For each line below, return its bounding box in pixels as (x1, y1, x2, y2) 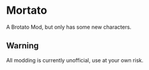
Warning (6, 41, 39, 51)
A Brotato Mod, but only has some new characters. (6, 23, 132, 31)
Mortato (6, 4, 48, 17)
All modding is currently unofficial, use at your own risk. (6, 56, 144, 63)
